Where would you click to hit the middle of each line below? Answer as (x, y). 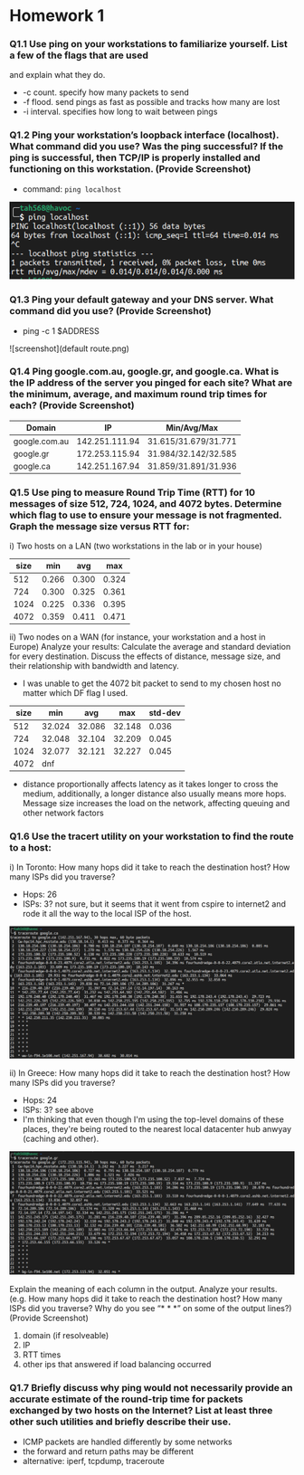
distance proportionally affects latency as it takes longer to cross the (150, 784)
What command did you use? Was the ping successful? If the (146, 147)
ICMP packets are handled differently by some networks (127, 1442)
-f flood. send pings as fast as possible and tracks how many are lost (151, 102)
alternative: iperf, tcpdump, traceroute (94, 1461)
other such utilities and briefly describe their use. (120, 1422)
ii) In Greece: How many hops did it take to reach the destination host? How (150, 1072)
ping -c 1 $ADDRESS (61, 330)
